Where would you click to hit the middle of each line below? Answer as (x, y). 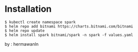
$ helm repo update (25, 30)
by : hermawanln (22, 44)
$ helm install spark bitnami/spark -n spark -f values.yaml (69, 35)
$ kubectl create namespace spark (40, 22)
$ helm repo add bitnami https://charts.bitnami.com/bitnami (69, 26)
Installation (28, 9)
